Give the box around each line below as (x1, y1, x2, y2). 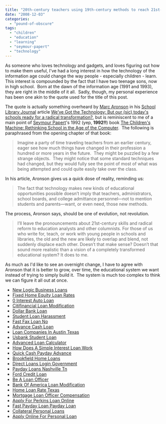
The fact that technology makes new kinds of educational (17, 185, 134, 191)
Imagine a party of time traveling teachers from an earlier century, (17, 139, 152, 145)
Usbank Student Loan (12, 334, 57, 340)
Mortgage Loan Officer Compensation (12, 392, 90, 398)
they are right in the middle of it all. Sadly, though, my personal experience (5, 89, 158, 95)
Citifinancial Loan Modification (12, 303, 75, 308)
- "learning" (9, 40, 37, 45)
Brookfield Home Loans (12, 355, 61, 361)
